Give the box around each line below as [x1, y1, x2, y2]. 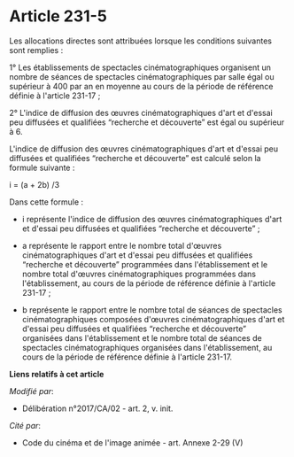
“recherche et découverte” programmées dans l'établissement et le [21, 259, 268, 269]
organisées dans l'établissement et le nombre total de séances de [21, 332, 263, 343]
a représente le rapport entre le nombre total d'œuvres [21, 240, 222, 251]
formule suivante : [9, 162, 75, 173]
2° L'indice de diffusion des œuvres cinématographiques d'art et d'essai [9, 107, 273, 118]
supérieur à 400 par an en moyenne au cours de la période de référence [9, 81, 274, 91]
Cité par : [9, 420, 42, 430]
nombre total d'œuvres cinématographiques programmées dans [21, 268, 257, 279]
